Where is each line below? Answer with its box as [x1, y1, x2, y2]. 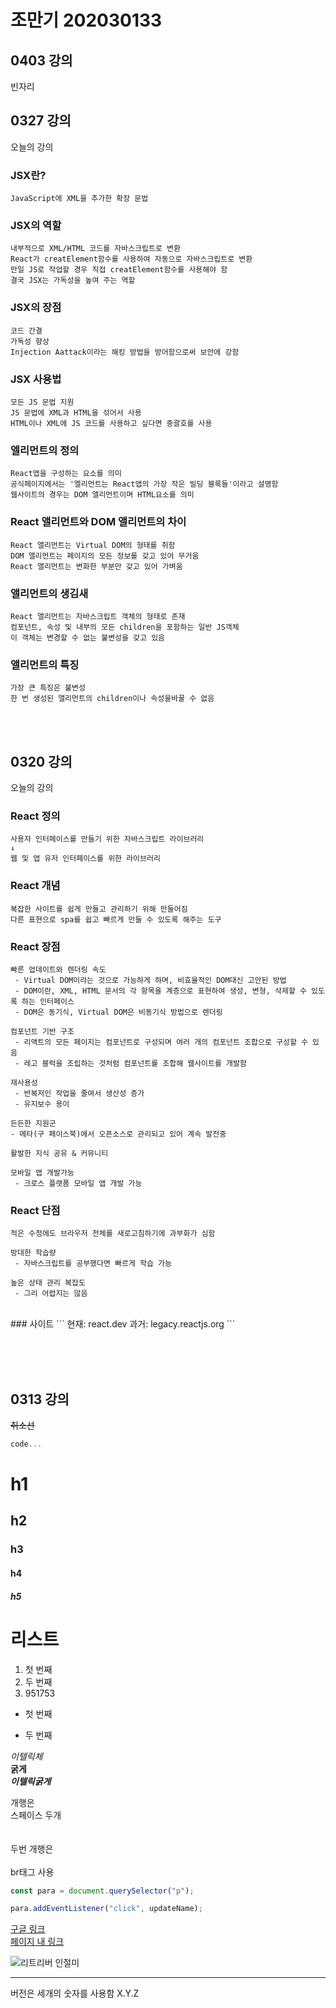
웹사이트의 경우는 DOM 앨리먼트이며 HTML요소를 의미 [10, 490, 195, 500]
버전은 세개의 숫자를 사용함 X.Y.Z [10, 1987, 140, 2000]
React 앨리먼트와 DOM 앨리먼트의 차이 [10, 515, 187, 529]
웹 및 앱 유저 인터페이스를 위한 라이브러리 [10, 854, 161, 864]
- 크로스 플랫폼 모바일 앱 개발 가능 [14, 1178, 143, 1188]
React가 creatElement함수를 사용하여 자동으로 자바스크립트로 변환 [10, 254, 253, 265]
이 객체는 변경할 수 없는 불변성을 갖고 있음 [10, 632, 166, 643]
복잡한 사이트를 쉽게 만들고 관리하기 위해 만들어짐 [10, 904, 188, 914]
